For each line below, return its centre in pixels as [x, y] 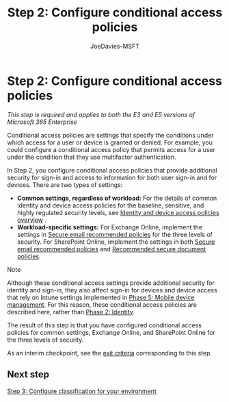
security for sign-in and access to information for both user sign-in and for [112, 177]
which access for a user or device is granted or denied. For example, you [110, 142]
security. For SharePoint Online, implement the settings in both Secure [116, 242]
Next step [28, 375]
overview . [31, 220]
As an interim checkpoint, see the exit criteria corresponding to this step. [110, 353]
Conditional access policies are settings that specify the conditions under [110, 135]
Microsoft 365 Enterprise [42, 122]
